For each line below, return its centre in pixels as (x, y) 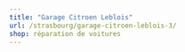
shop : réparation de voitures (65, 33)
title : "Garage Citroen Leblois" (71, 17)
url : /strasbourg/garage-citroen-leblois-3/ (93, 26)
